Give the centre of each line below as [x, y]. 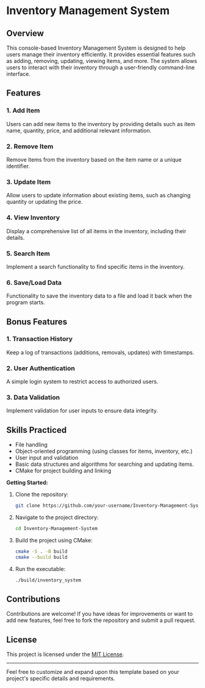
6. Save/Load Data [34, 282]
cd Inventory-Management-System [56, 529]
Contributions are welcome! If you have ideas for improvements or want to [100, 614]
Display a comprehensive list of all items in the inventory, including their [96, 231]
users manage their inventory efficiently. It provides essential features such [101, 54]
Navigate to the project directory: [57, 517]
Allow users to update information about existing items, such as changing [99, 195]
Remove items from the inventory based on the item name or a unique [94, 159]
